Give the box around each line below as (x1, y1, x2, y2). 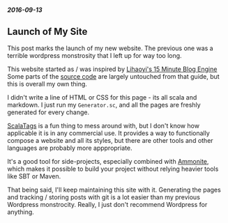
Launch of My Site (7, 25, 88, 38)
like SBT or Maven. (7, 172, 61, 180)
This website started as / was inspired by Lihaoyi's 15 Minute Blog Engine (7, 65, 218, 73)
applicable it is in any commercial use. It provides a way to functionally (7, 129, 211, 137)
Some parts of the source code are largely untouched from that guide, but (7, 72, 220, 81)
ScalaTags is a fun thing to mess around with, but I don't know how (7, 122, 200, 130)
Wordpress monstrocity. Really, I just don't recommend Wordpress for (7, 201, 208, 209)
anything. (7, 208, 35, 216)
